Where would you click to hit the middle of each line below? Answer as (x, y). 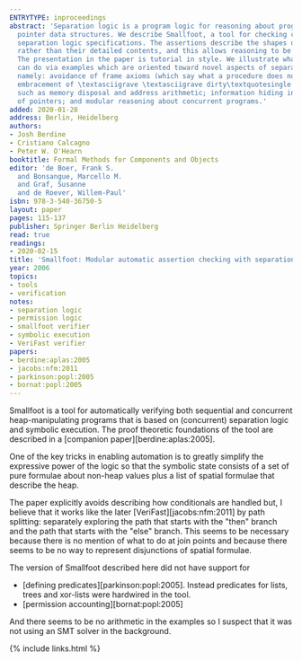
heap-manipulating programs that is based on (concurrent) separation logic (149, 420)
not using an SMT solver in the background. (90, 631)
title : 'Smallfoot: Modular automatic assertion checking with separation (152, 260)
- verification (38, 293)
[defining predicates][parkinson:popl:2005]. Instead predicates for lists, (155, 586)
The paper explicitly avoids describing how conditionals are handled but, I (146, 503)
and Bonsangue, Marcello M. (70, 176)
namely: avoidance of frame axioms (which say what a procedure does (150, 76)
